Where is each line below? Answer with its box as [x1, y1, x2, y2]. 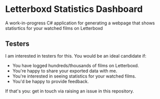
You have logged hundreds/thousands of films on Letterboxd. [12, 62, 139, 68]
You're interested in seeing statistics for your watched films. [12, 73, 136, 79]
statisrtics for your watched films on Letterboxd [5, 25, 103, 31]
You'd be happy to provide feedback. [12, 78, 89, 84]
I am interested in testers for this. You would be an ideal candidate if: [5, 53, 146, 59]
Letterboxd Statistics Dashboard [5, 3, 143, 15]
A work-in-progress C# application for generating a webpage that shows [5, 20, 155, 26]
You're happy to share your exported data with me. [12, 68, 117, 74]
